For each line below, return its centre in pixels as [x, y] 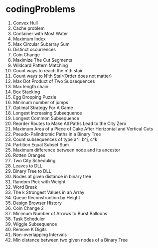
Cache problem [29, 28]
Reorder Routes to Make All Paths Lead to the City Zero [70, 124]
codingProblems [41, 9]
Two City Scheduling [34, 160]
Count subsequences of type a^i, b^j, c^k [55, 139]
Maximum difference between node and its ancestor [67, 150]
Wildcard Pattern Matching [40, 65]
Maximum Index [29, 39]
